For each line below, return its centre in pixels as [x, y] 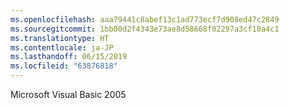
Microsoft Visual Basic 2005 [68, 94]
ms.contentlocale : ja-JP [62, 47]
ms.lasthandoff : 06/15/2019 [69, 57]
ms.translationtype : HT [60, 38]
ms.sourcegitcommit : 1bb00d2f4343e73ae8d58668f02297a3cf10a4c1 [145, 29]
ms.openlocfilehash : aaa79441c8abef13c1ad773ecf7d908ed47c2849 [145, 19]
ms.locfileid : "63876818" [64, 66]
